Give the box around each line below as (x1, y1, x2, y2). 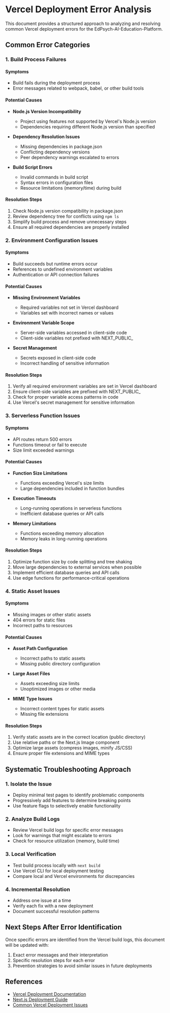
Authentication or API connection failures (12, 271, 99, 277)
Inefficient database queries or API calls (20, 510, 104, 516)
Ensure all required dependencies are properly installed (12, 224, 129, 230)
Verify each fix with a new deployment (12, 903, 94, 909)
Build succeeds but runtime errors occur (12, 261, 98, 267)
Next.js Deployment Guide (12, 996, 68, 1002)
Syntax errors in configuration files (20, 179, 93, 186)
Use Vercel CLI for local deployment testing (12, 868, 104, 874)
